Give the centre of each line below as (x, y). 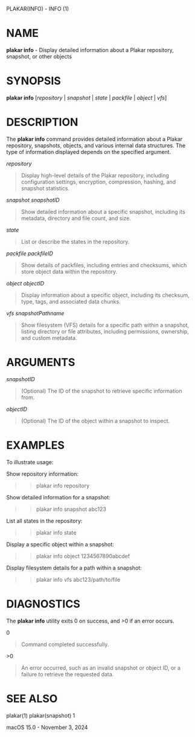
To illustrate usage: (30, 462)
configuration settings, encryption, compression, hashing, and (98, 182)
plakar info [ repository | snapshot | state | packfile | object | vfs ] (87, 98)
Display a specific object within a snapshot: (60, 544)
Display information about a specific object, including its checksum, (105, 295)
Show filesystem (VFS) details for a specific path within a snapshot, (105, 325)
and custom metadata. (49, 338)
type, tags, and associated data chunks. (71, 301)
